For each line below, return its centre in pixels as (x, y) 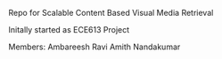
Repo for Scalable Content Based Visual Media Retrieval (111, 13)
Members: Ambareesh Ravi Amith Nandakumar (95, 47)
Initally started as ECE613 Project (69, 29)
